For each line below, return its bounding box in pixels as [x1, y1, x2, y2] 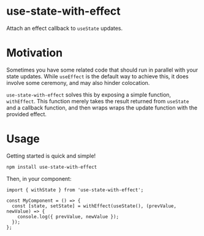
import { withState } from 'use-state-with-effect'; [6, 186, 144, 193]
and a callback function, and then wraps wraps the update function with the [6, 104, 198, 111]
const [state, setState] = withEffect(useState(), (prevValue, [12, 203, 176, 209]
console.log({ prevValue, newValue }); [17, 213, 119, 219]
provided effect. [6, 110, 47, 117]
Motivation [6, 46, 63, 60]
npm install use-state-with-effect [6, 164, 97, 170]
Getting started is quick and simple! [6, 152, 96, 160]
